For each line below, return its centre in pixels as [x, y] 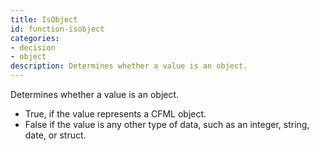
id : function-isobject [57, 29]
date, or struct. [55, 135]
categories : [35, 38]
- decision [33, 47]
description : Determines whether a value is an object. [129, 66]
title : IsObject [44, 19]
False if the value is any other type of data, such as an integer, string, [167, 124]
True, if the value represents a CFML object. [115, 114]
